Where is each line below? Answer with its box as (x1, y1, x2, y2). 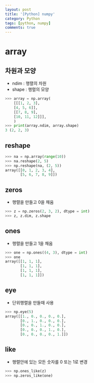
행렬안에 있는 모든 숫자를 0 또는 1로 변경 (12, 359, 88, 365)
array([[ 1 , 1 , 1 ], (5, 259, 42, 264)
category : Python (5, 16, 40, 21)
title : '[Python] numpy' (5, 12, 55, 17)
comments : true (5, 25, 36, 30)
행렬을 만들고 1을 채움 (12, 240, 53, 246)
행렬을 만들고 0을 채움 (12, 199, 54, 205)
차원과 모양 (5, 67, 36, 75)
